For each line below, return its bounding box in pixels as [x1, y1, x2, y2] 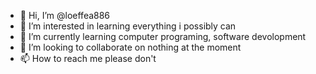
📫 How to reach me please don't [19, 53, 157, 64]
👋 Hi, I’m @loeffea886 [19, 10, 111, 21]
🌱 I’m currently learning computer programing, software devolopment [19, 31, 307, 42]
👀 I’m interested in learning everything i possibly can [19, 20, 237, 32]
